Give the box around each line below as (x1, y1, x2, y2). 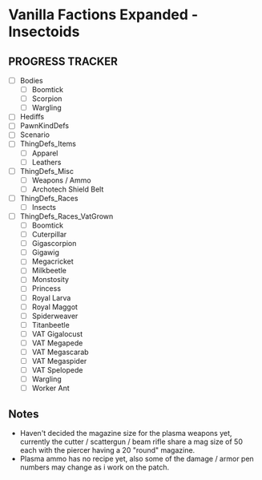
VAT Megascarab (31, 347, 90, 357)
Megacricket (31, 256, 74, 266)
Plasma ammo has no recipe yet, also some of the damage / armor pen (19, 454, 254, 463)
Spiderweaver (31, 311, 79, 321)
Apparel (31, 148, 58, 158)
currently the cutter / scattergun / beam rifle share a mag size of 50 (19, 437, 243, 446)
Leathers (31, 157, 62, 167)
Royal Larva (31, 292, 71, 302)
